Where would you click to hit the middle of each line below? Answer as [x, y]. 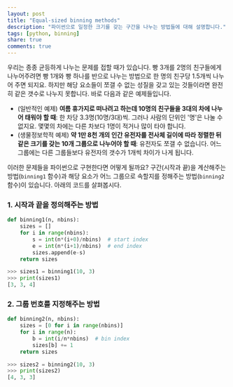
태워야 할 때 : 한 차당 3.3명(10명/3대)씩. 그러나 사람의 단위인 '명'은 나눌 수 [123, 117]
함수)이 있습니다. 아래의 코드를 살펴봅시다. [64, 185]
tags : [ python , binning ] [43, 33]
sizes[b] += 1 [53, 345]
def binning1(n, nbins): [43, 220]
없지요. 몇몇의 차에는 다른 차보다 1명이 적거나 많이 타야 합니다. [101, 126]
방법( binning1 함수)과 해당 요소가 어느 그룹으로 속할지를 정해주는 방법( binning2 [116, 176]
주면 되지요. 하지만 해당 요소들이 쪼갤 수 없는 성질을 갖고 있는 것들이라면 [112, 85]
